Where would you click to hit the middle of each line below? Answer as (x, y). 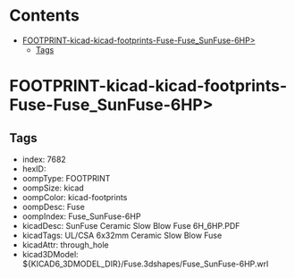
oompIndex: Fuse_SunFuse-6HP (81, 216)
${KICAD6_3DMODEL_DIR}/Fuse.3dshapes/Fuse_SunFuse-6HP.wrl (145, 264)
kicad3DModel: (50, 254)
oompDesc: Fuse (53, 206)
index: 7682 (44, 159)
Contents (45, 16)
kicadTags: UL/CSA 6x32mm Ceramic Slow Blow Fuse (122, 235)
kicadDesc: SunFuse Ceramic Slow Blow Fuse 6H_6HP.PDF (131, 225)
